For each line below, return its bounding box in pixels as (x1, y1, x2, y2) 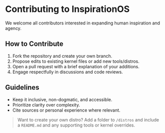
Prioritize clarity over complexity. (12, 102, 80, 108)
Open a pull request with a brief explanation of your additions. (12, 63, 140, 69)
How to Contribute (5, 40, 64, 48)
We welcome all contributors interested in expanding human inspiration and (5, 20, 161, 26)
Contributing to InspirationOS (5, 3, 130, 15)
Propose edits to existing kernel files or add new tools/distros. (12, 58, 140, 64)
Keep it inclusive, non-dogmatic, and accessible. (12, 96, 113, 103)
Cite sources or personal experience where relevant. (12, 107, 121, 113)
